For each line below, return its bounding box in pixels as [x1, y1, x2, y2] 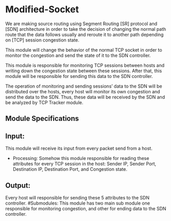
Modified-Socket [5, 4, 79, 15]
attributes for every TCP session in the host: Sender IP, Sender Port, [12, 160, 157, 167]
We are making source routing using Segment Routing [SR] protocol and [5, 21, 158, 27]
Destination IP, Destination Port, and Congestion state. [12, 166, 127, 172]
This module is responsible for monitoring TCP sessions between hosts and [5, 62, 165, 68]
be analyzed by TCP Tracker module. [5, 99, 83, 106]
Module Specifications [5, 114, 79, 123]
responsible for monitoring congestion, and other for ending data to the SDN [5, 205, 166, 211]
